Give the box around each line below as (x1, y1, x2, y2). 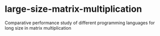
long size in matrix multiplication (5, 25, 71, 31)
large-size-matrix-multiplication (5, 3, 142, 15)
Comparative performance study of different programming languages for (5, 20, 155, 26)
